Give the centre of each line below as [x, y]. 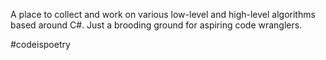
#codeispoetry [40, 44]
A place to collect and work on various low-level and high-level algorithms [163, 14]
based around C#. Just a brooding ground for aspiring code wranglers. [156, 25]
